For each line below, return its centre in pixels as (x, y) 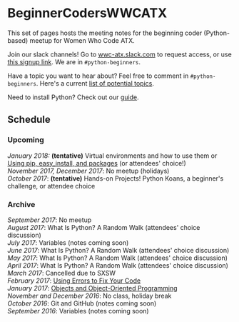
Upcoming (26, 140)
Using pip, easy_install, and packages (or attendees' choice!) (97, 163)
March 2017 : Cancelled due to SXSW (62, 273)
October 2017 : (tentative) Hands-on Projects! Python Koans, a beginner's (116, 178)
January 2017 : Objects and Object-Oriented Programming (92, 288)
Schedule (29, 120)
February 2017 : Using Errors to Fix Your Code (74, 281)
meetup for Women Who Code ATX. (82, 40)
